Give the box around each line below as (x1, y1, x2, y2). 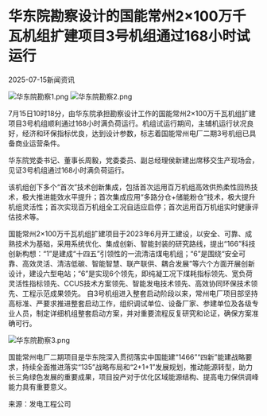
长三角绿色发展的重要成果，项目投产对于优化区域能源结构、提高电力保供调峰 (8, 371, 259, 382)
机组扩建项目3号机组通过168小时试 (22, 27, 250, 45)
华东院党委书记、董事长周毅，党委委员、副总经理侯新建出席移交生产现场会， (8, 155, 259, 165)
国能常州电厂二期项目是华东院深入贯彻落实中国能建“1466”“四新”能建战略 (8, 352, 246, 362)
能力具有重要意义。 (8, 382, 72, 391)
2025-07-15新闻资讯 (8, 75, 75, 84)
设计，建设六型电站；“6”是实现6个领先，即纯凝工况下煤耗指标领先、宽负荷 (8, 268, 253, 278)
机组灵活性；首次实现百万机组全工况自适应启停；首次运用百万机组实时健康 (8, 202, 252, 212)
